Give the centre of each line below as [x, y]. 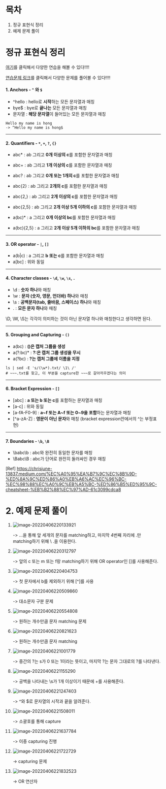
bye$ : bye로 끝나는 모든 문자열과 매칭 [50, 108]
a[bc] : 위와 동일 [29, 262]
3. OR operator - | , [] [27, 244]
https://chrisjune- [34, 469]
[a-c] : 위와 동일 [28, 406]
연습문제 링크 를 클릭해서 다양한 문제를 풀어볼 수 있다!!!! [58, 77]
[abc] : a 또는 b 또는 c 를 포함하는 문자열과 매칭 [57, 400]
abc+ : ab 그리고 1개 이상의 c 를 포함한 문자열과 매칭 [62, 165]
